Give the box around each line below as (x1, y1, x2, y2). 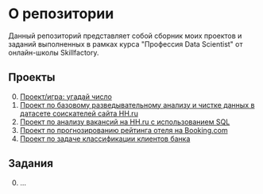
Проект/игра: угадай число (19, 92, 113, 101)
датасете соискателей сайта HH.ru (19, 108, 139, 118)
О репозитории (8, 5, 114, 23)
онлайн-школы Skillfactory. (8, 48, 99, 57)
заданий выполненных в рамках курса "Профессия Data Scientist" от (8, 39, 243, 48)
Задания (8, 157, 54, 170)
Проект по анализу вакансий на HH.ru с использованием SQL (19, 116, 230, 127)
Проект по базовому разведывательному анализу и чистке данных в (19, 100, 255, 109)
